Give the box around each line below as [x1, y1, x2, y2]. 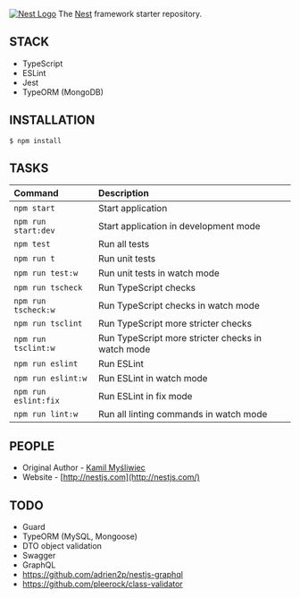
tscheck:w [13, 305, 55, 315]
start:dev [13, 226, 55, 236]
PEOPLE [9, 439, 55, 454]
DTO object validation [21, 541, 103, 551]
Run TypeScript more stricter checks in [97, 332, 262, 345]
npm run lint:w [13, 409, 79, 420]
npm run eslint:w [13, 373, 87, 384]
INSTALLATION [9, 113, 96, 128]
